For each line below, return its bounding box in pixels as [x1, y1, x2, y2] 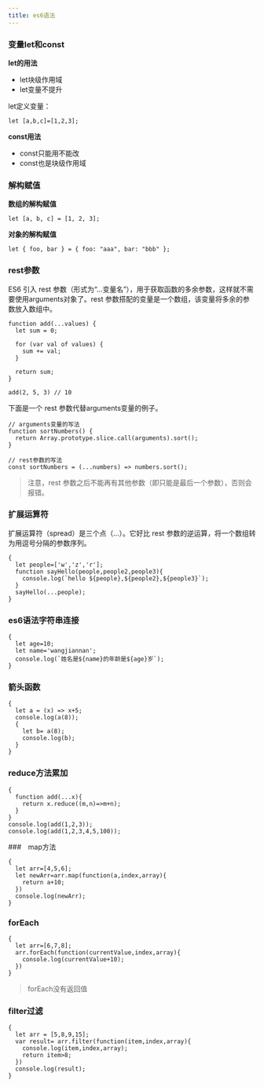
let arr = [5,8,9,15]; [15, 1030, 90, 1039]
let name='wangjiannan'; [15, 647, 97, 655]
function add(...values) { [8, 320, 97, 328]
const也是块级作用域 [19, 158, 86, 167]
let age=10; [15, 640, 55, 648]
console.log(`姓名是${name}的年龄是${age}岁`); [15, 655, 165, 664]
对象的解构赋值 [8, 229, 57, 240]
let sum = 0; [15, 327, 58, 335]
